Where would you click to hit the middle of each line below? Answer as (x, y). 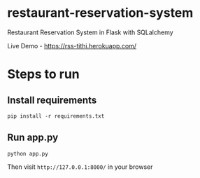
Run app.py (33, 138)
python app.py (28, 153)
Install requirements (52, 100)
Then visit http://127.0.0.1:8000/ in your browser (80, 167)
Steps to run (44, 74)
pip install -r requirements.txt (56, 116)
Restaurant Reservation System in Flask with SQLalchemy (90, 32)
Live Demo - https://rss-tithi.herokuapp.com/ (72, 46)
